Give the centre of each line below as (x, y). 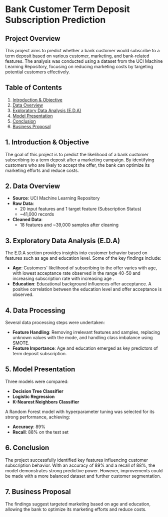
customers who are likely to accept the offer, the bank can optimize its (77, 165)
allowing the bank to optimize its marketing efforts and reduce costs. (76, 509)
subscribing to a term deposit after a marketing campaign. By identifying (80, 160)
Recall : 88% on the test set (40, 432)
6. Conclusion (27, 448)
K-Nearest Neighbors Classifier (46, 402)
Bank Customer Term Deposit (67, 9)
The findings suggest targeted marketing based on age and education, (78, 504)
